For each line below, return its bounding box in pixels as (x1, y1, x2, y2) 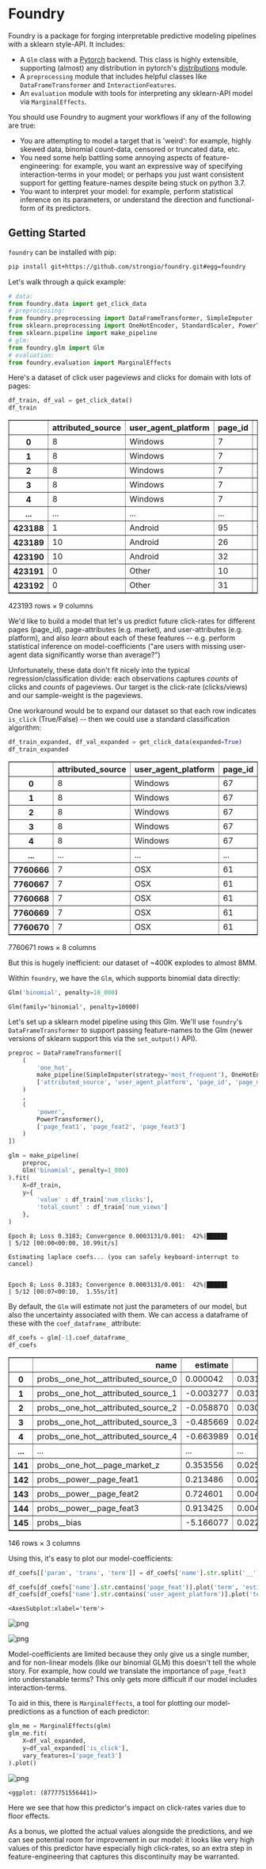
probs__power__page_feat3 (36, 1502, 139, 1513)
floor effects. (8, 1811, 51, 1821)
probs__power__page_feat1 (36, 1474, 139, 1485)
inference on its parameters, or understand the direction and (19, 195, 218, 204)
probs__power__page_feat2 (36, 1488, 139, 1499)
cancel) (8, 1260, 34, 1268)
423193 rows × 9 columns (8, 601, 93, 611)
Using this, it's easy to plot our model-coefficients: (8, 1554, 173, 1563)
